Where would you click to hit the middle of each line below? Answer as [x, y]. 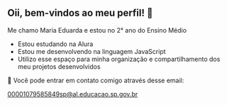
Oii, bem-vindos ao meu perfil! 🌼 [81, 13]
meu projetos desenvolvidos [59, 66]
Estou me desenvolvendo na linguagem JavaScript [92, 51]
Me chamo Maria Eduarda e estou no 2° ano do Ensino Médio [97, 30]
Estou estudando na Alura [55, 44]
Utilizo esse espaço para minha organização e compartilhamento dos [119, 59]
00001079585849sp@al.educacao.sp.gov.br [73, 94]
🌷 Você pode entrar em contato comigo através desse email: [96, 80]
